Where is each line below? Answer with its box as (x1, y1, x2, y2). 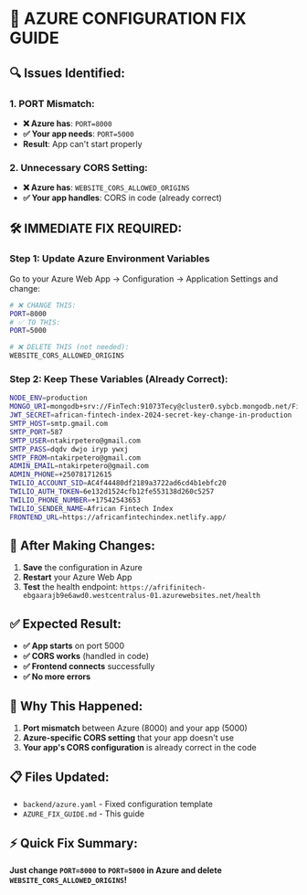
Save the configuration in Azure (22, 562, 143, 573)
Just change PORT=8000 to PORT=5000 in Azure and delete (9, 864, 222, 876)
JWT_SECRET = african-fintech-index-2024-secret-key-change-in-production (9, 410, 292, 420)
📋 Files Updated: (9, 770, 110, 785)
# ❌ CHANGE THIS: (9, 301, 77, 310)
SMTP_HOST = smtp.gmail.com (9, 420, 108, 429)
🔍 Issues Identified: (9, 65, 126, 80)
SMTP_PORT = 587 (9, 427, 64, 437)
